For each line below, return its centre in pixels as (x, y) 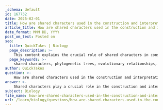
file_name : (16, 95)
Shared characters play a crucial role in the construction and (80, 86)
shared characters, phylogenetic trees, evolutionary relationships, (86, 64)
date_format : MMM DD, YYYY (32, 32)
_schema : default (23, 9)
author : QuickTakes (25, 69)
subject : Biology (23, 91)
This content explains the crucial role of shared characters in (81, 55)
